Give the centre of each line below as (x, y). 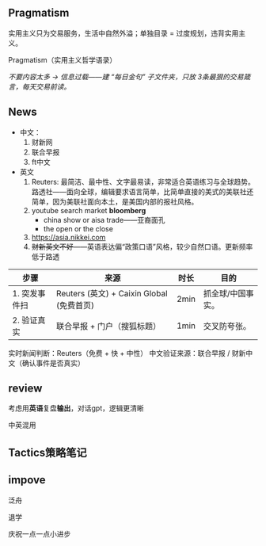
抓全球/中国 (224, 293)
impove (27, 480)
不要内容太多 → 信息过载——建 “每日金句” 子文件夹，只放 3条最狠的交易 (126, 76)
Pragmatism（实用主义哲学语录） (63, 59)
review (25, 389)
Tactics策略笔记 (47, 452)
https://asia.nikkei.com (68, 237)
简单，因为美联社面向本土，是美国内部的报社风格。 (115, 201)
